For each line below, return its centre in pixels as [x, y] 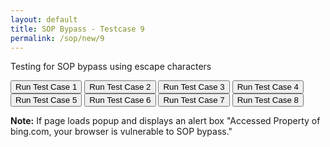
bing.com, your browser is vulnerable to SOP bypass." [121, 132]
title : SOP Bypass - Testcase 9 [77, 29]
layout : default [44, 19]
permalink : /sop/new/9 [57, 38]
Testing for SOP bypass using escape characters [111, 67]
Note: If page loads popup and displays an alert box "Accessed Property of [165, 121]
